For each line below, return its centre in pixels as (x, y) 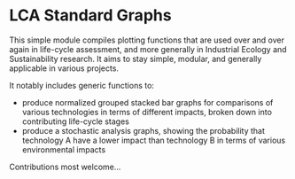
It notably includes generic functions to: (82, 85)
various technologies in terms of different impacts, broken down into (147, 112)
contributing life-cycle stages (76, 121)
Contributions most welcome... (65, 167)
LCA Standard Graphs (90, 16)
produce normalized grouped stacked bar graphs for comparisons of (147, 102)
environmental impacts (64, 149)
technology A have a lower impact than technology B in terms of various (154, 140)
